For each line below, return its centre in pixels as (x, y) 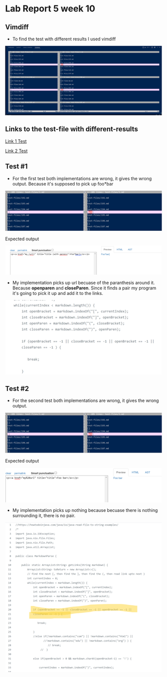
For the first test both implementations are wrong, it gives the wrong (82, 178)
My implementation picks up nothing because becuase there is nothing (85, 510)
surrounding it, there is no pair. (44, 516)
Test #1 (16, 166)
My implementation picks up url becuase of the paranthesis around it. (83, 283)
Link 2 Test (16, 151)
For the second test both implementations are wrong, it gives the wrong (85, 400)
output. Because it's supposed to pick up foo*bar (63, 184)
